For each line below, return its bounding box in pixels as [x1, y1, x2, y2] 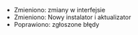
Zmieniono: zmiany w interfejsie [13, 6, 106, 14]
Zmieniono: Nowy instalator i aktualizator [13, 13, 131, 21]
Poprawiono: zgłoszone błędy [13, 21, 100, 28]
